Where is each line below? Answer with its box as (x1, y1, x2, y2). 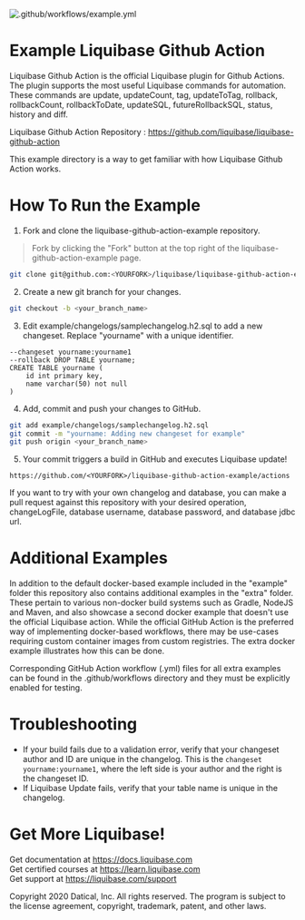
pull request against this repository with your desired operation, (9, 497, 247, 508)
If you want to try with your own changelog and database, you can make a (9, 487, 287, 498)
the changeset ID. (22, 773, 89, 784)
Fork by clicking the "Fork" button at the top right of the (31, 242, 240, 253)
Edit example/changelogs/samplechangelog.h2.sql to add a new (22, 320, 263, 331)
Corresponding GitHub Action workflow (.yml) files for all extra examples (9, 663, 281, 674)
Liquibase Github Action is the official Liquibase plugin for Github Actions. (9, 70, 285, 81)
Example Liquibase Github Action (9, 41, 266, 61)
